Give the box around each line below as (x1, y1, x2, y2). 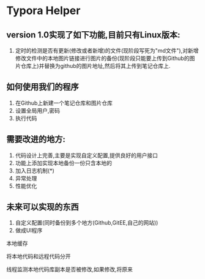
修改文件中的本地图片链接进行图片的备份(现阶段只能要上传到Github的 (15, 54, 190, 62)
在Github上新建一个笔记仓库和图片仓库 (15, 99, 113, 106)
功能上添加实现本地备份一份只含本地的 (15, 159, 112, 166)
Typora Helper (6, 4, 81, 18)
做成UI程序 (15, 227, 43, 234)
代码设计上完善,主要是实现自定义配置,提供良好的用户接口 (15, 151, 158, 159)
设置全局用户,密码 (15, 106, 60, 114)
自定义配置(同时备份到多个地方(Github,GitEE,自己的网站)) (15, 219, 158, 226)
